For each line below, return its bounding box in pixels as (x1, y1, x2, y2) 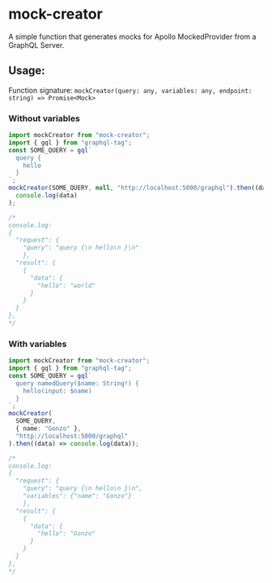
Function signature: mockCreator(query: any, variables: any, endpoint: (8, 85, 253, 95)
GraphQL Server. (8, 40, 65, 49)
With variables (8, 338, 67, 349)
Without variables (8, 113, 81, 124)
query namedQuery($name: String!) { (15, 379, 139, 388)
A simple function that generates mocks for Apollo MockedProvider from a (8, 32, 257, 41)
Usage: (8, 64, 46, 78)
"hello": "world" (37, 281, 96, 289)
